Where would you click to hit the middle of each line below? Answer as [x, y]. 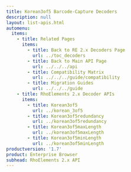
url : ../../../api [55, 66]
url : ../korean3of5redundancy [70, 122]
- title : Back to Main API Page [67, 61]
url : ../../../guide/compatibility [76, 77]
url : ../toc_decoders [59, 56]
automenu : [18, 28]
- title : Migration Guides [60, 83]
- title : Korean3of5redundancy [66, 116]
